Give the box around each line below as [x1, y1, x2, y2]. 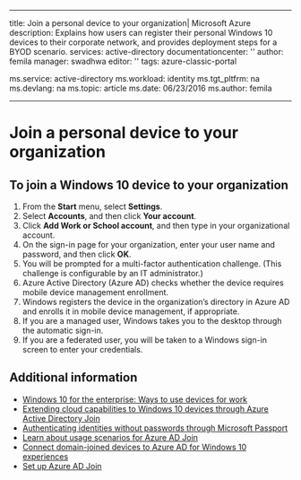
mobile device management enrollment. [21, 287, 168, 297]
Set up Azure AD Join [21, 460, 102, 471]
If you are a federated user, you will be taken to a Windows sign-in [21, 335, 267, 345]
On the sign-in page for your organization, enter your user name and [21, 240, 276, 249]
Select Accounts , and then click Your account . [21, 211, 197, 221]
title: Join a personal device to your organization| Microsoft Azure [9, 18, 251, 28]
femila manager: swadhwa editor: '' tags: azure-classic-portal [9, 56, 237, 66]
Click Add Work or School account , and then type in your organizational [21, 221, 290, 231]
